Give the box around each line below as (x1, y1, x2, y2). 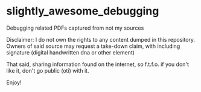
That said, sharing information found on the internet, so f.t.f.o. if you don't (6, 61, 189, 68)
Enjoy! (6, 79, 22, 86)
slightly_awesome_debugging (6, 4, 159, 18)
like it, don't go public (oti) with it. (6, 67, 89, 74)
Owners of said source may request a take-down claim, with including (6, 42, 180, 50)
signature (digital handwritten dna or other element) (6, 48, 135, 56)
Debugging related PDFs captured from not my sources (6, 24, 144, 31)
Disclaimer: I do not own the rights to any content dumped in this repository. (6, 36, 195, 43)
